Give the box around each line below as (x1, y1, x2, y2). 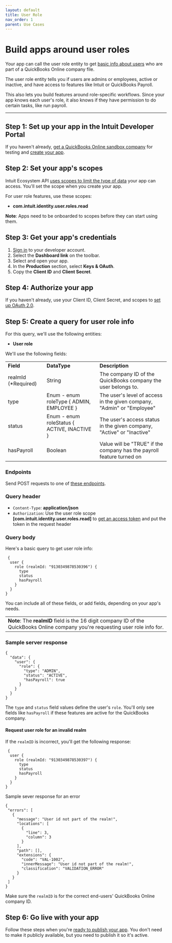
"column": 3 (26, 834, 52, 839)
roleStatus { (47, 419, 75, 426)
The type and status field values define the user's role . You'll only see (5, 704, 155, 710)
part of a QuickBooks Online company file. (5, 66, 95, 72)
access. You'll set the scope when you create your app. (5, 183, 122, 189)
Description (99, 362, 129, 370)
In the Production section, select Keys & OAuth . (12, 263, 115, 269)
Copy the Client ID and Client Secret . (12, 269, 92, 275)
